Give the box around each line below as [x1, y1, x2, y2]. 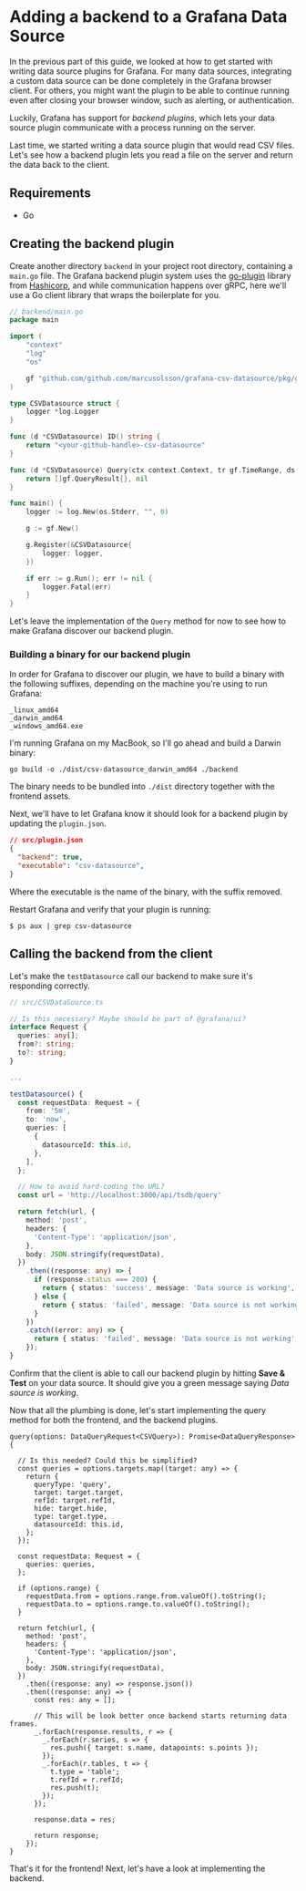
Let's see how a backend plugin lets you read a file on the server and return [9, 149, 293, 160]
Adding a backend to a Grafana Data [9, 6, 288, 27]
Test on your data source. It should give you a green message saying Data [9, 1377, 290, 1388]
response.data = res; [33, 1814, 117, 1824]
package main [9, 315, 59, 325]
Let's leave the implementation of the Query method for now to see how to [9, 615, 287, 626]
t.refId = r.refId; [49, 1775, 125, 1784]
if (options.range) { [17, 1584, 100, 1593]
